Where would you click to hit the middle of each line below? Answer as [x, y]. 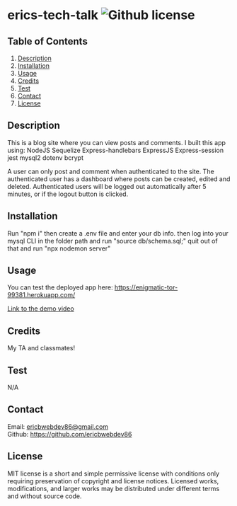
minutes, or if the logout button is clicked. [68, 194]
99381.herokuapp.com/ [41, 295]
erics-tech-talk [53, 15]
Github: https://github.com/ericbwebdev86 [70, 434]
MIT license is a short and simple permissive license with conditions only [114, 473]
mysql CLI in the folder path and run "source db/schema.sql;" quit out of [112, 241]
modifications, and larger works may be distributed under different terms [114, 488]
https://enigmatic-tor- [146, 287]
